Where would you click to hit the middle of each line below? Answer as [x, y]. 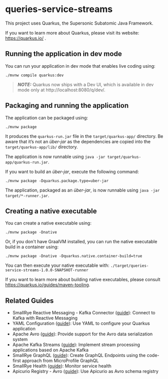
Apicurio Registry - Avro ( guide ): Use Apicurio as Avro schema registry [86, 371]
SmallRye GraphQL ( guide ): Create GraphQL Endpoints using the [79, 355]
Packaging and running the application [67, 106]
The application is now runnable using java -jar [55, 156]
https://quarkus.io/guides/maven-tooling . [48, 285]
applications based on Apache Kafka [50, 350]
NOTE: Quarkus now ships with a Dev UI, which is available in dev [86, 84]
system [20, 339]
